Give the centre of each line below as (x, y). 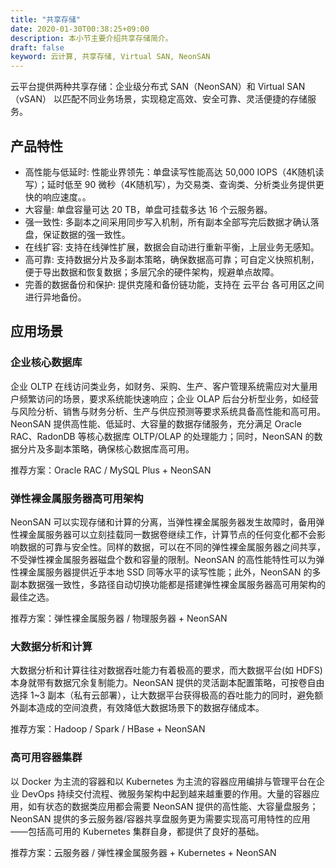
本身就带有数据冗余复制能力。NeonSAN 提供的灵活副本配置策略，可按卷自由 (167, 683)
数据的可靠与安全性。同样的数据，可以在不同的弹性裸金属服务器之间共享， (172, 547)
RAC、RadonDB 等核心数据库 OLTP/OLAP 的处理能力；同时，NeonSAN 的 (162, 436)
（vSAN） (31, 99)
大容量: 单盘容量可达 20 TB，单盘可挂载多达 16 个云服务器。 (148, 209)
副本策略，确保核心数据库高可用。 (124, 448)
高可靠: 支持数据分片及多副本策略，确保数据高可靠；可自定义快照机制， (172, 259)
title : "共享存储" (46, 19)
